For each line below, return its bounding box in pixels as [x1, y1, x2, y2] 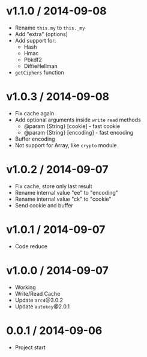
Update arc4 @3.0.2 [14, 296, 63, 304]
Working [14, 284, 36, 291]
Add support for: [14, 37, 56, 44]
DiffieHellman [23, 62, 58, 70]
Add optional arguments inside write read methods [14, 116, 141, 123]
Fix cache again [14, 109, 55, 117]
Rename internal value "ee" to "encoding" [14, 189, 119, 196]
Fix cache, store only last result [14, 182, 92, 190]
